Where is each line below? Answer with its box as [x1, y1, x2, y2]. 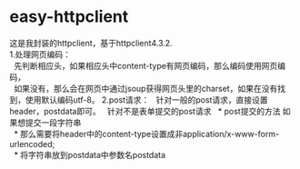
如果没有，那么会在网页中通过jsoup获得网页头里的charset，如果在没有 [13, 83, 278, 94]
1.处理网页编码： [9, 48, 71, 60]
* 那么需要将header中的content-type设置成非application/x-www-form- [13, 128, 280, 139]
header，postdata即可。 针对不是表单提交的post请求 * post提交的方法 [9, 105, 281, 116]
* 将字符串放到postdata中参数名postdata [13, 149, 166, 160]
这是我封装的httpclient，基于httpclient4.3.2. [9, 37, 173, 48]
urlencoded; [9, 138, 55, 149]
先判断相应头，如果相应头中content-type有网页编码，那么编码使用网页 [13, 60, 278, 71]
